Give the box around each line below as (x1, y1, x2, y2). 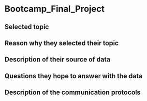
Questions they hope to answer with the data (4, 72, 143, 80)
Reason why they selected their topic (4, 39, 119, 47)
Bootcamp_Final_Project (4, 3, 105, 14)
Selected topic (4, 23, 49, 31)
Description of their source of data (4, 56, 111, 64)
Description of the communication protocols (4, 88, 141, 97)
